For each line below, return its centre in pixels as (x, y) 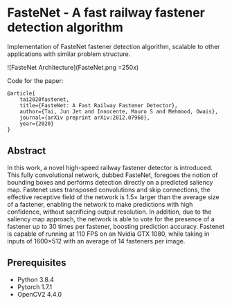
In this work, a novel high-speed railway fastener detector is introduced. (110, 167)
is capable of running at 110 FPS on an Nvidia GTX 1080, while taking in (108, 234)
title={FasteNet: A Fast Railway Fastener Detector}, (99, 105)
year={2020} (37, 123)
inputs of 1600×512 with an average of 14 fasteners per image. (96, 241)
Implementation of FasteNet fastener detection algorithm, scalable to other (114, 46)
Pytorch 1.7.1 (35, 287)
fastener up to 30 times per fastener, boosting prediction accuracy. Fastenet (116, 226)
